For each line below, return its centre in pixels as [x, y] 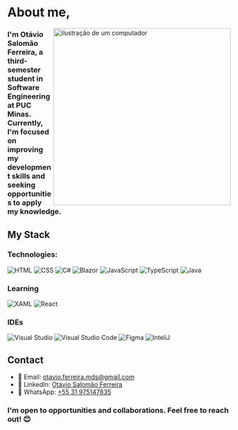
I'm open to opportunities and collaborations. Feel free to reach [118, 410]
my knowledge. [34, 212]
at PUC [19, 106]
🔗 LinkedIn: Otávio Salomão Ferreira [70, 385]
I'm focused [28, 132]
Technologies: [33, 254]
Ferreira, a [25, 52]
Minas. [19, 114]
